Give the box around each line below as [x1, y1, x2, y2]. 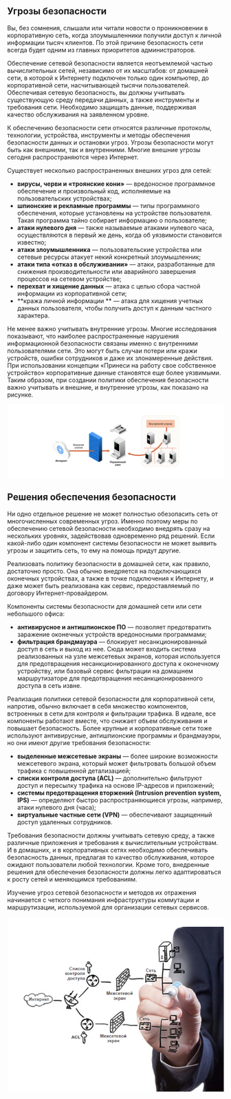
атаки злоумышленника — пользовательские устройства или [16, 245, 201, 253]
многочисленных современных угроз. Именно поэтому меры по [7, 516, 198, 525]
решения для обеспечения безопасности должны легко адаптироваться [7, 868, 221, 876]
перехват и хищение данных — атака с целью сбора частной [16, 282, 201, 290]
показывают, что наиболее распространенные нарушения [7, 332, 179, 340]
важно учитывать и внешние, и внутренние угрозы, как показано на [7, 383, 208, 391]
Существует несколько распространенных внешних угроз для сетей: [7, 166, 212, 174]
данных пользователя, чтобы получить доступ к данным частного [16, 304, 212, 312]
